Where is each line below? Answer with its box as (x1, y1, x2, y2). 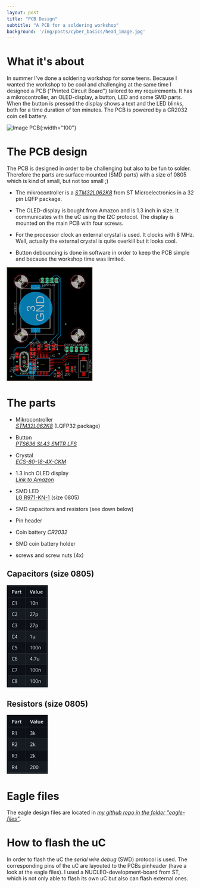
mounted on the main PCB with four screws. (15, 219, 124, 227)
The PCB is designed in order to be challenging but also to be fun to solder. (7, 165, 191, 172)
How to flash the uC (7, 836, 106, 850)
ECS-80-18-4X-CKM (15, 458, 67, 465)
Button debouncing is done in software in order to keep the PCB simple (15, 249, 190, 256)
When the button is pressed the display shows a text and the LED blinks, (7, 100, 184, 107)
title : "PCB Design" (7, 16, 58, 22)
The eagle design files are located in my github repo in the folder (7, 809, 165, 816)
